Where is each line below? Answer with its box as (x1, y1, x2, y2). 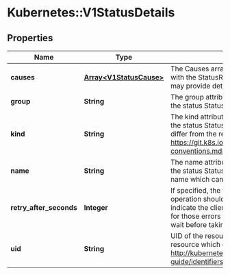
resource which (170, 240, 221, 249)
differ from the (170, 129, 217, 139)
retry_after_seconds (10, 203, 77, 212)
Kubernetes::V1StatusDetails (7, 5, 175, 21)
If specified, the (170, 186, 221, 195)
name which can (170, 175, 224, 184)
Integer (84, 203, 108, 212)
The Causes (170, 64, 209, 73)
